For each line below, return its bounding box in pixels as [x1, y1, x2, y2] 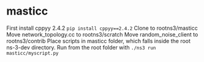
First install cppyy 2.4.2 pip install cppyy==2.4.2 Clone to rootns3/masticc [6, 24, 198, 32]
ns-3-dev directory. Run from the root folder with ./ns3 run [6, 44, 156, 51]
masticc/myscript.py [6, 50, 59, 56]
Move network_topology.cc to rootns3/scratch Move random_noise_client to [6, 30, 198, 38]
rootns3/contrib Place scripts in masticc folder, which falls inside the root [6, 37, 191, 44]
